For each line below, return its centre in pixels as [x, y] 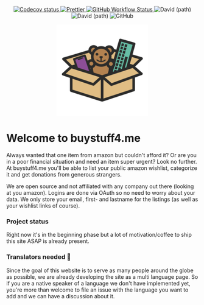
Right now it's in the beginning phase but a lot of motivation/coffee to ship [99, 235]
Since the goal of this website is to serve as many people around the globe [100, 270]
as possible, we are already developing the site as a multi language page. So [102, 276]
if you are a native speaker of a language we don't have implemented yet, [98, 283]
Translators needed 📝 [39, 257]
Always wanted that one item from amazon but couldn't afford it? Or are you [101, 155]
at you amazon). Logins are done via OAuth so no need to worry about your [101, 192]
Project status [27, 221]
